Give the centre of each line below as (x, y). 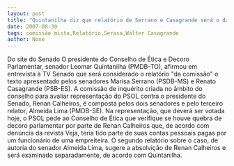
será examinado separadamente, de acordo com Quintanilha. (95, 155)
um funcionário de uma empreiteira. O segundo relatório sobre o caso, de (112, 140)
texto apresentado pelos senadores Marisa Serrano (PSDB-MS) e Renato (112, 81)
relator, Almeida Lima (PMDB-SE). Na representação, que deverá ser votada (116, 111)
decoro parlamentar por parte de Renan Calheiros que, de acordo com (108, 126)
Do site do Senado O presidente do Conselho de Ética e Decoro (99, 59)
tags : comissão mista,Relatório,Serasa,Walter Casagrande (93, 33)
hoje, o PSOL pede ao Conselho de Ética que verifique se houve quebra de (115, 118)
